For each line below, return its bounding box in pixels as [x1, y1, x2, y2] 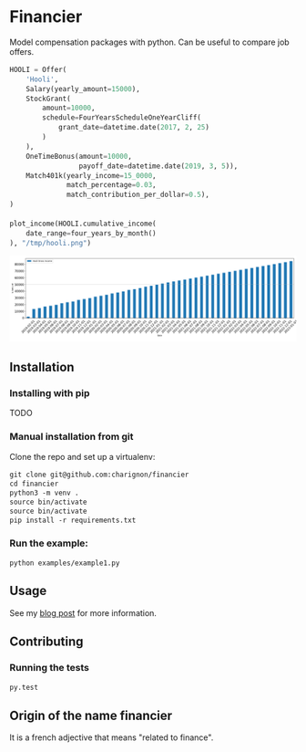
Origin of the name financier [9, 707, 173, 723]
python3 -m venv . [9, 488, 79, 497]
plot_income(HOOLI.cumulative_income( [9, 219, 157, 228]
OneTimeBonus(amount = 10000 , [25, 151, 132, 161]
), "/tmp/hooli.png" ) [9, 238, 92, 247]
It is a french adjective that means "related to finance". [9, 732, 214, 743]
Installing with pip [9, 386, 90, 399]
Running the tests [9, 662, 89, 674]
